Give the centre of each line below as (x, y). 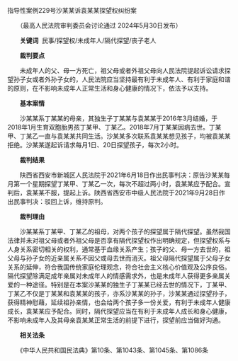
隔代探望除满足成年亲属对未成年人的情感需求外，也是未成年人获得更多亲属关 (119, 276)
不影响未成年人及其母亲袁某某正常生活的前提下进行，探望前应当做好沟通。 (116, 320)
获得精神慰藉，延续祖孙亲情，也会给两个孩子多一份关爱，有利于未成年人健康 (119, 302)
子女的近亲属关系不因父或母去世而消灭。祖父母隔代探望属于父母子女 (131, 258)
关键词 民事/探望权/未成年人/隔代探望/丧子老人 (89, 40)
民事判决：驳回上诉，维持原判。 (60, 201)
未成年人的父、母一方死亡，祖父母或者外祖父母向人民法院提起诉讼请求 (122, 70)
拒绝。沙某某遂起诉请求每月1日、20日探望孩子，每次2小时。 (95, 145)
